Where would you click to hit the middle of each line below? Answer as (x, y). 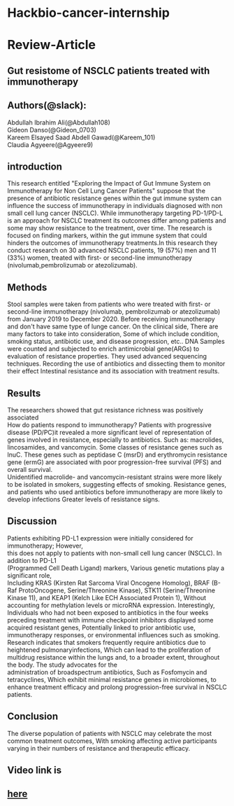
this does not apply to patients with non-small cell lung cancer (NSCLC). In (115, 553)
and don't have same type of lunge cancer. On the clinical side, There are (113, 326)
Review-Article (52, 45)
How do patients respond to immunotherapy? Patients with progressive (109, 425)
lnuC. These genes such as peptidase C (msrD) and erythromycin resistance (117, 455)
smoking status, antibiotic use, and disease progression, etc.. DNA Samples (116, 342)
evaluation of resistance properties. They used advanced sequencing (107, 356)
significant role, (30, 575)
